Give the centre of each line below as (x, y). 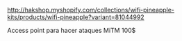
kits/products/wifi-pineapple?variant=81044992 (76, 17)
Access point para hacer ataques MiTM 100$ (72, 30)
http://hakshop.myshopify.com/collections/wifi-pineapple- (91, 10)
